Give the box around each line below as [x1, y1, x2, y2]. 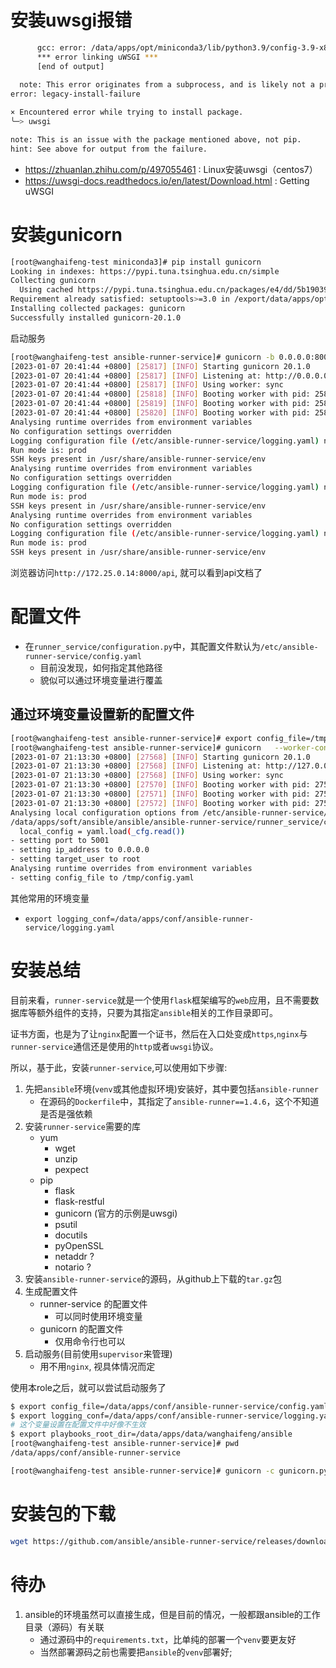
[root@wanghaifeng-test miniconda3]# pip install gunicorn [10, 257, 262, 267]
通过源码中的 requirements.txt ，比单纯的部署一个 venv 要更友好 [39, 1633, 297, 1645]
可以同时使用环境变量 [54, 1310, 143, 1322]
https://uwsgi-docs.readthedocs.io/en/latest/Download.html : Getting [24, 174, 310, 186]
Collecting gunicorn [10, 276, 97, 286]
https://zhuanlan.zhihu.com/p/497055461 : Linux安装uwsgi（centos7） [24, 163, 318, 175]
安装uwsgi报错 [10, 9, 133, 32]
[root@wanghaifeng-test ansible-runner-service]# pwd [10, 1439, 240, 1449]
